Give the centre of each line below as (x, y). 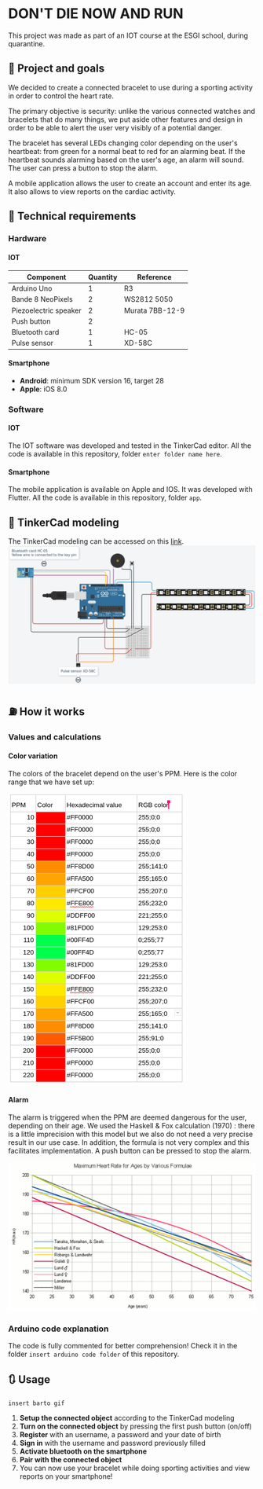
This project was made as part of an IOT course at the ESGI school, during (128, 35)
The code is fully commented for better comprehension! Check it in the (123, 1345)
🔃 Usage (29, 1380)
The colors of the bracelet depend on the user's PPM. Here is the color (123, 773)
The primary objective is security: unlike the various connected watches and (132, 111)
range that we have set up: (51, 782)
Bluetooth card (35, 332)
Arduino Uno (32, 288)
